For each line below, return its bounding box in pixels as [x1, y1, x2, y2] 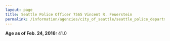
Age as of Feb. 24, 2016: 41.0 [5, 30, 67, 36]
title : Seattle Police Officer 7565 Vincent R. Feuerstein [5, 12, 133, 17]
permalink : [5, 16, 28, 21]
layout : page [5, 7, 33, 12]
